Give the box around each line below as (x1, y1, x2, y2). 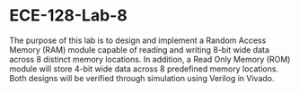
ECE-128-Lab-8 (9, 5, 128, 26)
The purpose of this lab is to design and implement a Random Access (9, 35, 267, 46)
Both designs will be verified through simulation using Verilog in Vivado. (9, 72, 275, 83)
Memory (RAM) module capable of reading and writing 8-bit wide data (9, 44, 270, 54)
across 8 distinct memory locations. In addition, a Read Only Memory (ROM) (9, 54, 291, 64)
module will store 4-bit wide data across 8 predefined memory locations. (9, 63, 279, 74)
